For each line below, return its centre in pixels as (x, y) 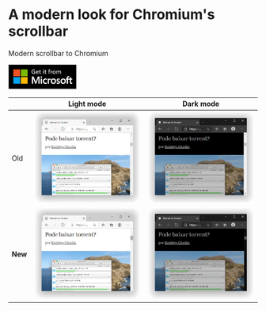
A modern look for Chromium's (112, 15)
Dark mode (201, 104)
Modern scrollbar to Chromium (58, 53)
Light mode (87, 104)
